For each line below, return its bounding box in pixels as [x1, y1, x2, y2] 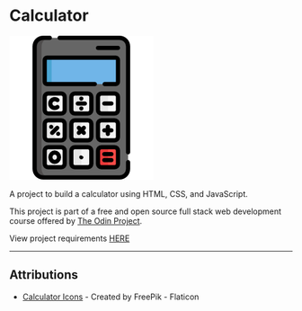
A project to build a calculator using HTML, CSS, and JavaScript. [9, 188, 249, 199]
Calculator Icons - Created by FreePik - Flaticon [22, 291, 200, 302]
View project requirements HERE [9, 233, 130, 244]
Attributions [9, 267, 79, 283]
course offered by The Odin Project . [9, 215, 143, 226]
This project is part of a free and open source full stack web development [9, 206, 281, 217]
